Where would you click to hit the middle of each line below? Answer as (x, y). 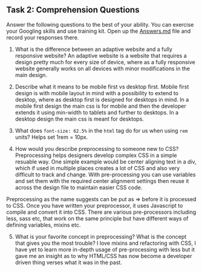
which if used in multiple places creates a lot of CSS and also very (97, 168)
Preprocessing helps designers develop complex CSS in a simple (96, 155)
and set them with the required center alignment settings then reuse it (102, 181)
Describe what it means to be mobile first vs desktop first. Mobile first (102, 87)
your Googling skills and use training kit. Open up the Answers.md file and (99, 31)
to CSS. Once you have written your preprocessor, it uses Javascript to (95, 205)
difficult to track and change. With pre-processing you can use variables (105, 174)
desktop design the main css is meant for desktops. (79, 119)
